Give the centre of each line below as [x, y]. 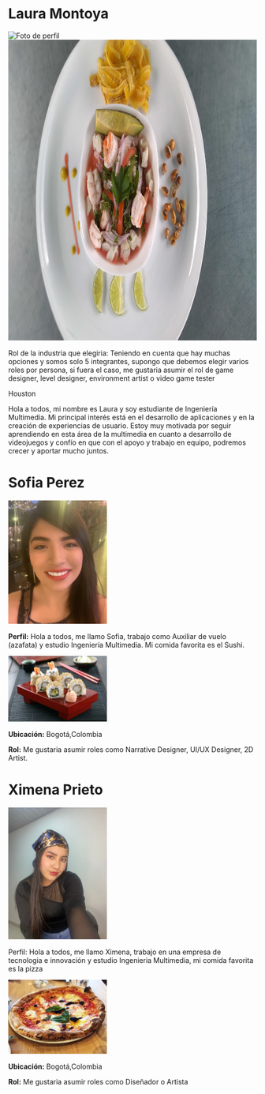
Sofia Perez [47, 483]
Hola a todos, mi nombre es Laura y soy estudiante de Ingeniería [113, 408]
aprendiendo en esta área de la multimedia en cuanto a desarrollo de [120, 434]
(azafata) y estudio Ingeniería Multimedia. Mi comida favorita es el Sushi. [126, 645]
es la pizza [26, 968]
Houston [22, 393]
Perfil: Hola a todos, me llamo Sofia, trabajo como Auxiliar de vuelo [118, 636]
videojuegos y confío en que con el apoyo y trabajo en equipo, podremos [127, 442]
